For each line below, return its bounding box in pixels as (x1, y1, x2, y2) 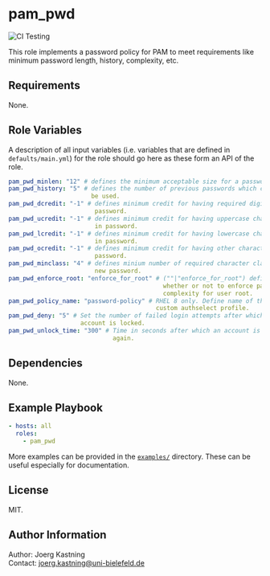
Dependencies (8, 357, 83, 370)
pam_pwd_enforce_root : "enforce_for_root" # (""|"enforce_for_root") (8, 274, 247, 282)
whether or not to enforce (162, 282, 253, 290)
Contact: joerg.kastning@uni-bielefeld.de (8, 558, 145, 567)
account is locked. (80, 319, 146, 328)
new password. (94, 267, 142, 276)
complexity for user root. (162, 289, 253, 297)
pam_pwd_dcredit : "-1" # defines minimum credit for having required (8, 200, 247, 208)
